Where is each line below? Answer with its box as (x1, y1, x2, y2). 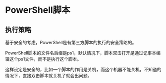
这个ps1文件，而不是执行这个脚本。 (9, 56, 82, 62)
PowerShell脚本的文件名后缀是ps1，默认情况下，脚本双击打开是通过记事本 (5, 50, 157, 55)
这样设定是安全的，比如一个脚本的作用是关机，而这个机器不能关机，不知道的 (5, 67, 162, 72)
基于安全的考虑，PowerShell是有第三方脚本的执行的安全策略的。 (5, 40, 137, 45)
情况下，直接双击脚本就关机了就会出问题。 (5, 73, 92, 79)
